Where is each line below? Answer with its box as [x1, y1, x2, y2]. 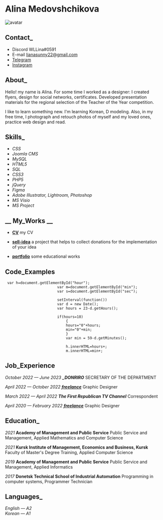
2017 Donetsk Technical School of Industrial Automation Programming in [5, 473, 154, 479]
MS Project [12, 202, 34, 208]
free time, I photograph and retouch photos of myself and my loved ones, [5, 114, 151, 119]
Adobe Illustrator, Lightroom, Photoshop [12, 192, 92, 198]
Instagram [12, 62, 33, 67]
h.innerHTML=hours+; [65, 344, 108, 349]
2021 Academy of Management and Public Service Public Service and [5, 430, 147, 436]
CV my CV [12, 230, 33, 235]
